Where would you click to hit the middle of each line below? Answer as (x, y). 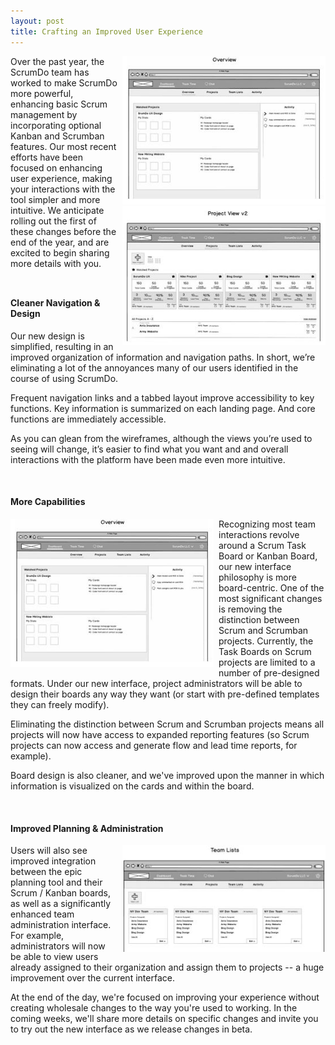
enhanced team (42, 914)
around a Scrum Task (262, 545)
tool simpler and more (55, 199)
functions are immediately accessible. (88, 419)
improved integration (53, 861)
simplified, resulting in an (62, 346)
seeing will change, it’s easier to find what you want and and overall (149, 449)
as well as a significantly (61, 904)
